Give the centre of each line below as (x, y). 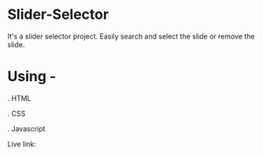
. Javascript (26, 128)
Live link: (22, 144)
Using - (32, 77)
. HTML (19, 98)
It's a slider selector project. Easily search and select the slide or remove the (131, 36)
